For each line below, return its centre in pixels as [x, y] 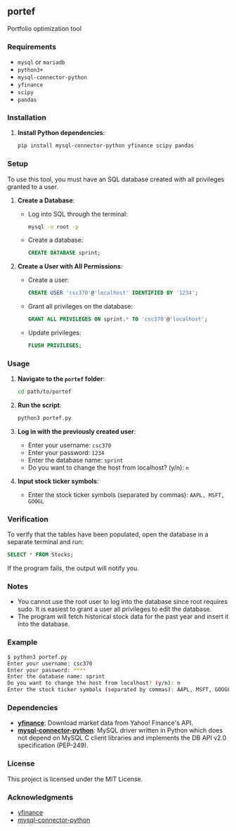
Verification [28, 519]
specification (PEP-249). [53, 745]
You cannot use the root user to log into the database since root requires [123, 602]
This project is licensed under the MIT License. [75, 779]
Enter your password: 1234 [66, 452]
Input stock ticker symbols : [58, 481]
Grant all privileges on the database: [80, 307]
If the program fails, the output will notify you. [73, 568]
